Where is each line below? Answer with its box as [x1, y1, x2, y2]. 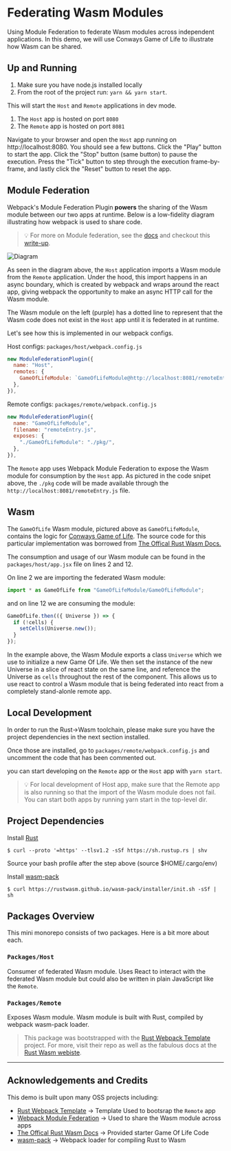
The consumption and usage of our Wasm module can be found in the [7, 552, 206, 561]
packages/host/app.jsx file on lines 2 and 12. [7, 560, 133, 568]
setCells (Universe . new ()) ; [19, 625, 97, 632]
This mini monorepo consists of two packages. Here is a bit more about [7, 929, 210, 937]
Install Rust [7, 833, 38, 842]
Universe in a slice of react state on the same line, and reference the [7, 665, 201, 673]
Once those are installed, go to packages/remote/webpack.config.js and [7, 746, 210, 754]
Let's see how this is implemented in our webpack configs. [7, 329, 174, 337]
